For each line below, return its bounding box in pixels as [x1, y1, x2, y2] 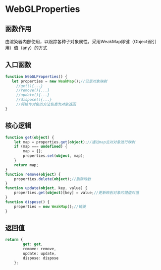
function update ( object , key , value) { [5, 186, 88, 191]
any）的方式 [22, 45, 48, 51]
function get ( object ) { [5, 135, 54, 140]
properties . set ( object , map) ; [23, 153, 85, 158]
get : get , [23, 242, 43, 247]
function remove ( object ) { [5, 172, 61, 177]
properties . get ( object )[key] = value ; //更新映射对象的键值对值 [14, 190, 139, 196]
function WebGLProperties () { [5, 74, 68, 79]
